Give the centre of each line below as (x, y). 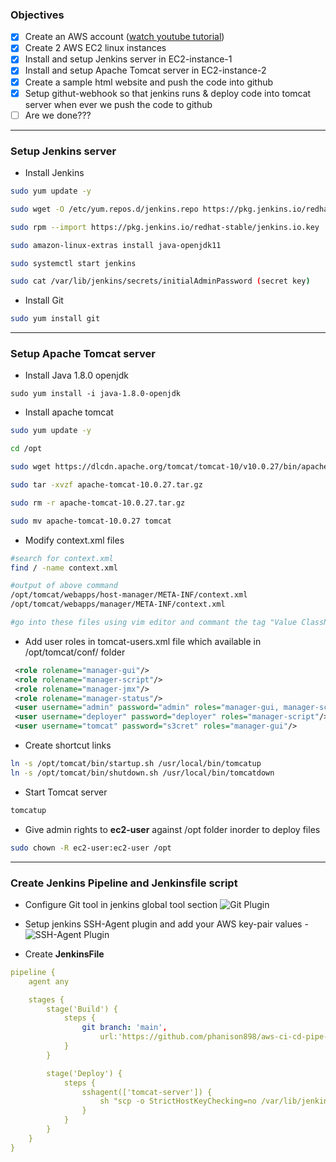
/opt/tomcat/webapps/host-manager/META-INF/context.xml (129, 595)
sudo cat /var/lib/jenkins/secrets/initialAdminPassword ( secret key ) (160, 281)
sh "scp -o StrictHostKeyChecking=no (178, 1101)
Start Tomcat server (66, 792)
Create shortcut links (68, 745)
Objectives (37, 15)
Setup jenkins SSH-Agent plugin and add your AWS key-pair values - (166, 924)
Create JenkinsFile (64, 954)
